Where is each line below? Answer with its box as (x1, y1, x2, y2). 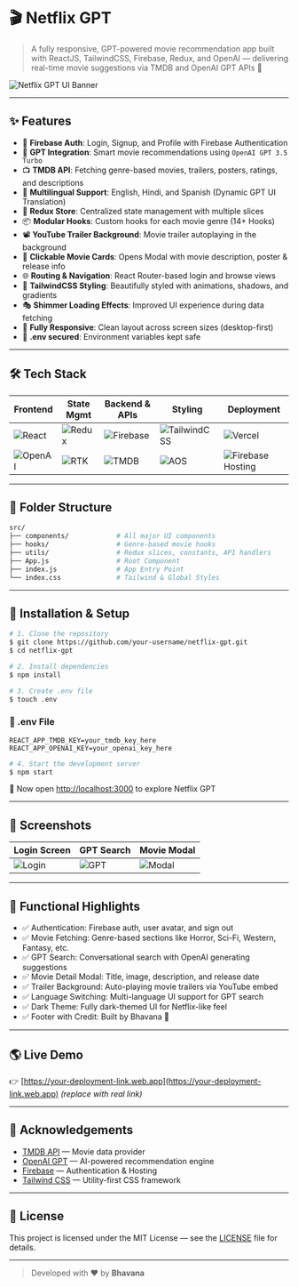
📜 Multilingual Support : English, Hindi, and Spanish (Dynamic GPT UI (21, 187, 277, 197)
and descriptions (21, 177, 84, 188)
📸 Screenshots (9, 817, 92, 833)
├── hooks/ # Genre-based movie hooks (9, 540, 216, 549)
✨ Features (9, 114, 72, 129)
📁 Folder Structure (9, 500, 113, 515)
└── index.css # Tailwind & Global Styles (9, 573, 220, 582)
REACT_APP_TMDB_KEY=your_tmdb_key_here (9, 736, 157, 744)
